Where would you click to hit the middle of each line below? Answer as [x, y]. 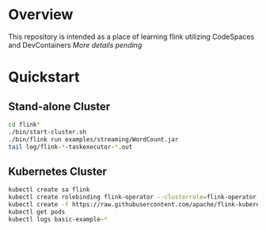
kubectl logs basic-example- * [58, 219]
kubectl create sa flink [49, 190]
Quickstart [44, 77]
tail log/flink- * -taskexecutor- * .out [70, 147]
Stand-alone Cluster [59, 106]
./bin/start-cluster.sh [47, 132]
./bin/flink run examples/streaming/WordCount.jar [93, 139]
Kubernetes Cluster [57, 171]
